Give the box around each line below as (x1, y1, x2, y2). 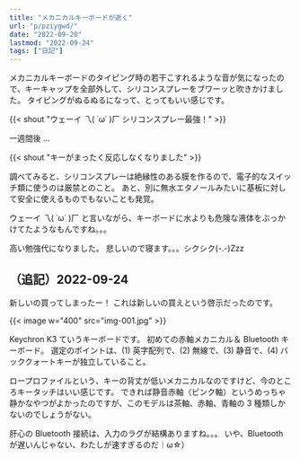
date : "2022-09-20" (9, 30, 83, 39)
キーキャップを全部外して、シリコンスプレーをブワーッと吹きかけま (24, 84, 277, 94)
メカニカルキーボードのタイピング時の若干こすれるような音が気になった (9, 73, 277, 84)
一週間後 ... (9, 133, 51, 144)
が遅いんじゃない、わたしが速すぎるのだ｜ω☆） (9, 439, 190, 450)
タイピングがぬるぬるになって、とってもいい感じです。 (26, 95, 230, 106)
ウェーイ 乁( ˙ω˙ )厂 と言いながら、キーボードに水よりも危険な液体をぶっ (9, 213, 278, 224)
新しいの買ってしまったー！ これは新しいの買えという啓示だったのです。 (9, 297, 278, 308)
